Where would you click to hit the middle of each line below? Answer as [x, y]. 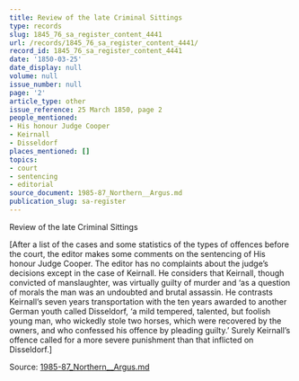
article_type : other [48, 101]
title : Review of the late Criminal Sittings [96, 18]
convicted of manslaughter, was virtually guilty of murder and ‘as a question [150, 282]
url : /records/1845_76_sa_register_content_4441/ [104, 43]
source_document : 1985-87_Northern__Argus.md [96, 193]
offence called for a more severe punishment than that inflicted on [132, 340]
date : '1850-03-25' [46, 59]
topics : [24, 159]
